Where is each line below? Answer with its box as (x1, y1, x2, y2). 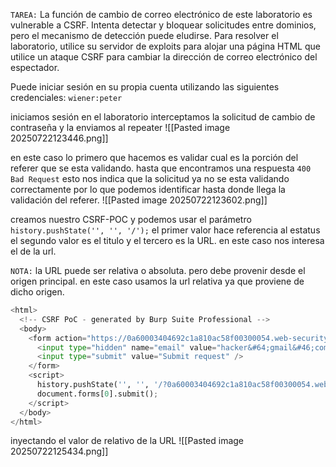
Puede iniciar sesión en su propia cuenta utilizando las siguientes (10, 81, 280, 93)
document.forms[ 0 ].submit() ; (36, 389, 159, 399)
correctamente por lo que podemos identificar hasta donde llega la (10, 184, 286, 195)
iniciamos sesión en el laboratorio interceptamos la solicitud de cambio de (10, 111, 316, 123)
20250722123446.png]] (10, 132, 109, 144)
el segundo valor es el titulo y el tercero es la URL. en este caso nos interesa (10, 235, 325, 246)
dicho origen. (10, 286, 65, 298)
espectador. (10, 62, 60, 73)
